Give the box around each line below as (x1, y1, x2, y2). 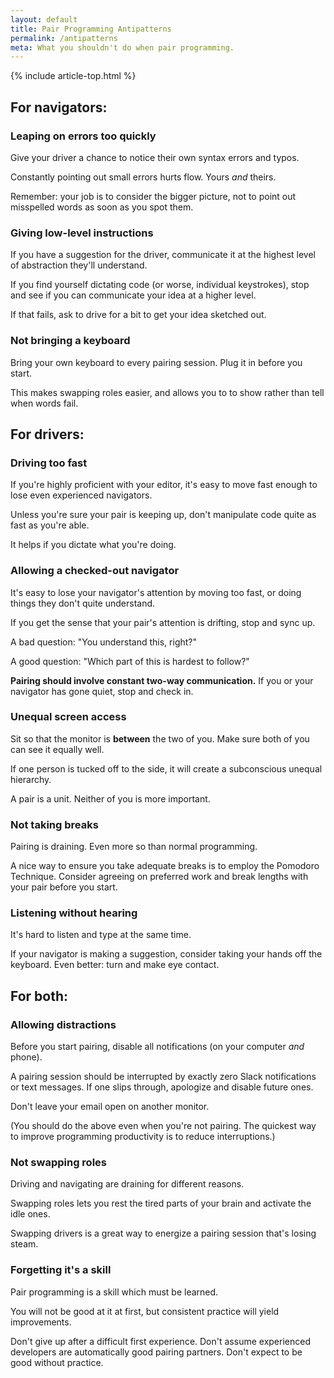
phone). (10, 1051, 43, 1063)
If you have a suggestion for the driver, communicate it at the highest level (10, 249, 316, 261)
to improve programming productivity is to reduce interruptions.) (10, 1131, 276, 1143)
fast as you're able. (10, 519, 90, 531)
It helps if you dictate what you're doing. (10, 539, 177, 551)
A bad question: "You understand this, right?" (10, 636, 198, 648)
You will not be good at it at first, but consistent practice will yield (10, 1305, 280, 1317)
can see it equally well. (10, 743, 105, 755)
